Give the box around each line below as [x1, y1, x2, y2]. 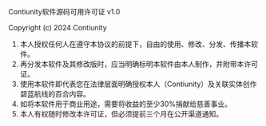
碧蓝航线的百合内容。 [19, 89, 90, 98]
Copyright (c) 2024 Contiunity [8, 23, 107, 32]
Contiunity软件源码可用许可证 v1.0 [8, 7, 121, 16]
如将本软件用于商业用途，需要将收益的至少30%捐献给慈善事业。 [19, 99, 232, 108]
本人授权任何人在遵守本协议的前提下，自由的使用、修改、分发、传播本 [19, 39, 252, 49]
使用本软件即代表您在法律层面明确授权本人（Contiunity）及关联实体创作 [19, 79, 257, 89]
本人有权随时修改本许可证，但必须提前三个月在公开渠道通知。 [19, 109, 224, 118]
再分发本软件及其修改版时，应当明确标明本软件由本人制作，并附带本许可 [19, 59, 258, 69]
